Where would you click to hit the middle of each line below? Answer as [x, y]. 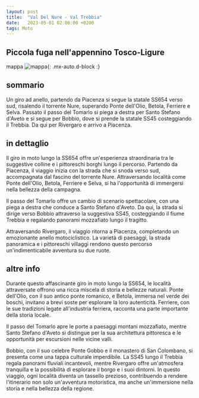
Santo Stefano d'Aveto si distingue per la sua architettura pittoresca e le [94, 333]
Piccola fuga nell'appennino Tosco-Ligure [86, 52]
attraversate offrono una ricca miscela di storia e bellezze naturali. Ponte [95, 289]
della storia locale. [29, 315]
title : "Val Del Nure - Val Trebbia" [54, 17]
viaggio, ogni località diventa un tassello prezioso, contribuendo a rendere [97, 375]
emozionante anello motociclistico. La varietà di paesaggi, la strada [88, 238]
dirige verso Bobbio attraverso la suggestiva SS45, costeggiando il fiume [95, 213]
